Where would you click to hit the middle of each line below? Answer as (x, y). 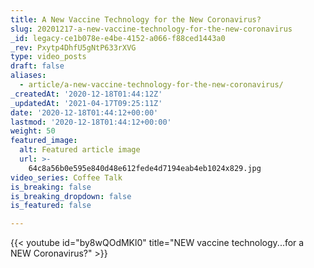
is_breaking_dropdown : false (71, 196)
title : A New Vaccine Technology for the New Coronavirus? (136, 19)
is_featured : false (51, 206)
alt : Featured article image (80, 150)
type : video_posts (48, 57)
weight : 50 (33, 131)
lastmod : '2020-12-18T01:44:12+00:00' (91, 122)
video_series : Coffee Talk (66, 177)
